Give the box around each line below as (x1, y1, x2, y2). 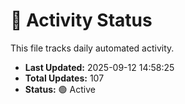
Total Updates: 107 (24, 72, 105, 84)
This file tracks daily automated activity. (10, 42, 175, 54)
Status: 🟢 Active (24, 83, 96, 95)
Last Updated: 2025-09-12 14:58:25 (24, 61, 175, 73)
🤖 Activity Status (10, 9, 153, 32)
